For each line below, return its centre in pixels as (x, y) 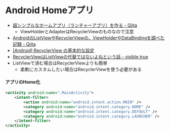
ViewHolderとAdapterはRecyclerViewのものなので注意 (77, 31)
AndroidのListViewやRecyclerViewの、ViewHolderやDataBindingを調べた (89, 38)
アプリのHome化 (23, 82)
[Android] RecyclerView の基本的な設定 (53, 50)
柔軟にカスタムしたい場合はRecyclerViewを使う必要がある (81, 69)
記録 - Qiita (24, 44)
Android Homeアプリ (50, 10)
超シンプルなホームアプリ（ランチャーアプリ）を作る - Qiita (75, 25)
